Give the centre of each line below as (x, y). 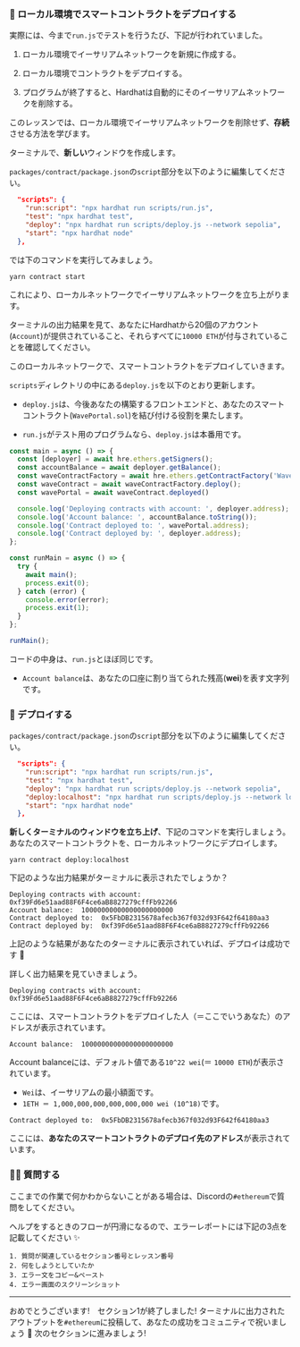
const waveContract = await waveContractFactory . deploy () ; (129, 485)
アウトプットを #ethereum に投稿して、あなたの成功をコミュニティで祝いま (144, 1322)
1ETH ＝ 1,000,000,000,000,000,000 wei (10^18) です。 (123, 1104)
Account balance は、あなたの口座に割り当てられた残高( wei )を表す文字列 (156, 678)
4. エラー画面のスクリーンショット (65, 1284)
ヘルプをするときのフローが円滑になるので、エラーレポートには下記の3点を (149, 1226)
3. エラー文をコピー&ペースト (57, 1275)
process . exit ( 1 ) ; (58, 608)
